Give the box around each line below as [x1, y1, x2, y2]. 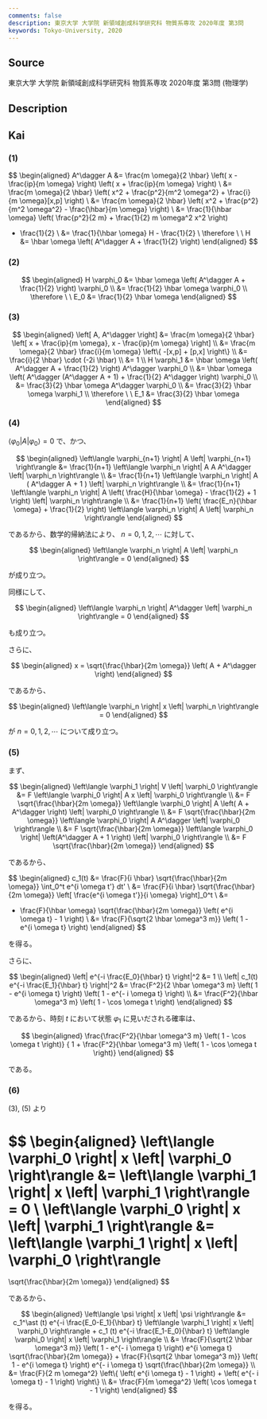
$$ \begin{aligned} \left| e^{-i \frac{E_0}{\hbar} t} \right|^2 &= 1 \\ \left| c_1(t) [9, 972, 258, 982]
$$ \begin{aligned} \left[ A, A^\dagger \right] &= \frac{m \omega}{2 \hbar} [12, 330, 255, 339]
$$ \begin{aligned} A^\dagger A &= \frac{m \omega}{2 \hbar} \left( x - [8, 170, 238, 180]
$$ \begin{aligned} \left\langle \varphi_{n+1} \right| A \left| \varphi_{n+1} [15, 453, 252, 463]
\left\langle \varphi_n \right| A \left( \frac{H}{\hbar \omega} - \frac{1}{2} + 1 [10, 487, 257, 497]
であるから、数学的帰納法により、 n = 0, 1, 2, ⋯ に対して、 [8, 529, 199, 538]
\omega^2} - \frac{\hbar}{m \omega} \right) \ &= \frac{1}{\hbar [26, 205, 232, 214]
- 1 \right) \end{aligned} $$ [89, 1386, 178, 1395]
